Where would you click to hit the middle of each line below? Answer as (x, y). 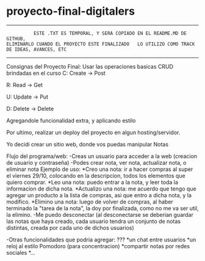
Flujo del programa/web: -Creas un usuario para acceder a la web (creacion (102, 156)
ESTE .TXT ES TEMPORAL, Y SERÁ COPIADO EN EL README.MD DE (110, 33)
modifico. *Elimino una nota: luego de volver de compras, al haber (90, 202)
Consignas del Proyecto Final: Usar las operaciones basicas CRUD (90, 66)
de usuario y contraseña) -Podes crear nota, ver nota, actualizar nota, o (96, 162)
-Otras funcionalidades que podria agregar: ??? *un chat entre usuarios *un (101, 240)
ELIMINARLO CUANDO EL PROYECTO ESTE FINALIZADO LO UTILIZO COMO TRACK (101, 44)
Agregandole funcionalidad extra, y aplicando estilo (71, 120)
